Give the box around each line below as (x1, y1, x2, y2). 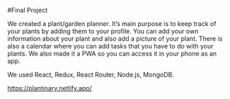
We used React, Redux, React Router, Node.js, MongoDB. (7, 70, 175, 79)
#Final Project (7, 6, 48, 14)
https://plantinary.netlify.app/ (7, 84, 92, 92)
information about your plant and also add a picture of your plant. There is (7, 34, 223, 43)
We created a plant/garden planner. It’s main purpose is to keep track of (7, 20, 217, 27)
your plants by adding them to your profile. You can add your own (7, 27, 199, 35)
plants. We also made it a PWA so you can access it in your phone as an (7, 49, 217, 58)
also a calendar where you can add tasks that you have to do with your (7, 42, 214, 50)
